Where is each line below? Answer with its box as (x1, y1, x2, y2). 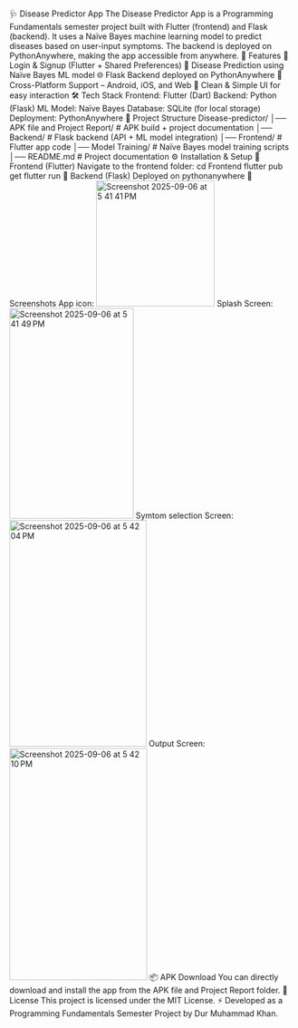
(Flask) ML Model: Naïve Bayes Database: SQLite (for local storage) (9, 103, 261, 113)
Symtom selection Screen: (135, 510, 234, 521)
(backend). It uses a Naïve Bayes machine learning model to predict (9, 31, 263, 42)
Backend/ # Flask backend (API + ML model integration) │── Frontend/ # (9, 132, 283, 142)
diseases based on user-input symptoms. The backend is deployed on (9, 41, 272, 51)
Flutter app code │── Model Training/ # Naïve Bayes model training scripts (9, 142, 290, 152)
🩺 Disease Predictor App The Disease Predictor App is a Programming (9, 8, 274, 19)
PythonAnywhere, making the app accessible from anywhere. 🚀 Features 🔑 (9, 50, 289, 61)
